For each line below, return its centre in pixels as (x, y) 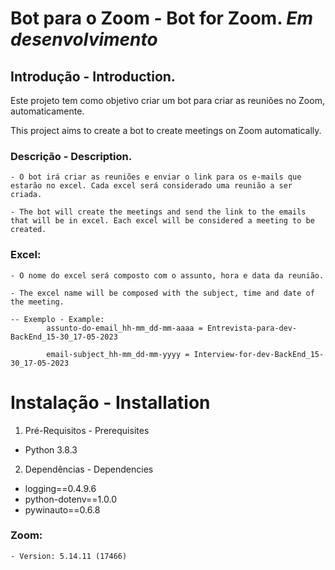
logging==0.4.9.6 (60, 488)
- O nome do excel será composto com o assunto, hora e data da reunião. (167, 275)
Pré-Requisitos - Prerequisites (87, 430)
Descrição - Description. (71, 156)
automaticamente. (47, 111)
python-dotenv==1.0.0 (70, 499)
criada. (26, 195)
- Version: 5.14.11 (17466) (69, 556)
